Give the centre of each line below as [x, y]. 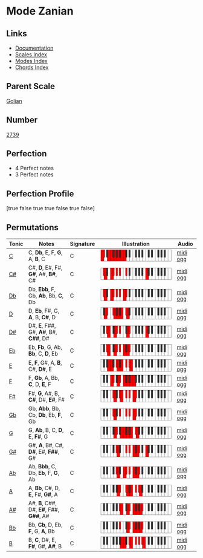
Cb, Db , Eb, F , [45, 415]
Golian [14, 101]
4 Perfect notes [34, 168]
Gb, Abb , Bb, [44, 408]
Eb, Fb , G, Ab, [45, 347]
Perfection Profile [40, 194]
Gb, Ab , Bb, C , [46, 296]
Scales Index [31, 55]
